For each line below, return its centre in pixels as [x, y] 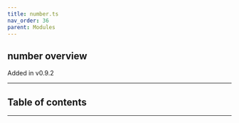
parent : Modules [31, 27]
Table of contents [47, 102]
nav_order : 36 [28, 21]
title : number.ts [33, 14]
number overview [47, 56]
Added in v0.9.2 [31, 73]
